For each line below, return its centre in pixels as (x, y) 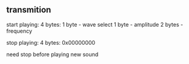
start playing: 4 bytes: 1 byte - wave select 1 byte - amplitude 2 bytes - (95, 24)
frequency (19, 31)
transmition (29, 10)
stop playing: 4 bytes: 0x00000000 (51, 42)
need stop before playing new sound (52, 54)
